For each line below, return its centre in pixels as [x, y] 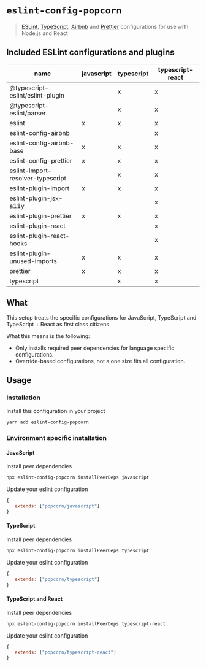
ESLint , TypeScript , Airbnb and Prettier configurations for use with [105, 26]
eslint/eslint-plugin [37, 95]
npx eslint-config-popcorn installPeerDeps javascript [78, 477]
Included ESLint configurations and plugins [90, 52]
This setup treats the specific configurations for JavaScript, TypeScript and [101, 317]
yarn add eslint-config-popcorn [48, 422]
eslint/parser [28, 113]
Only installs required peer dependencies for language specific [95, 348]
